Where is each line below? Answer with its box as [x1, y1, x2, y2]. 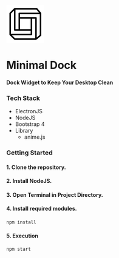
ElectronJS [15, 108, 43, 115]
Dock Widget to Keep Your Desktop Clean [6, 79, 114, 86]
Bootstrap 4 [15, 121, 45, 128]
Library [15, 127, 33, 134]
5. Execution [6, 232, 38, 239]
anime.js [24, 133, 46, 141]
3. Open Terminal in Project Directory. [6, 191, 103, 198]
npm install [6, 219, 36, 225]
